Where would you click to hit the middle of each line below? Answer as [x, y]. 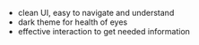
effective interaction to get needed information [104, 31]
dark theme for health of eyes [73, 22]
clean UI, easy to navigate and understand [96, 13]
